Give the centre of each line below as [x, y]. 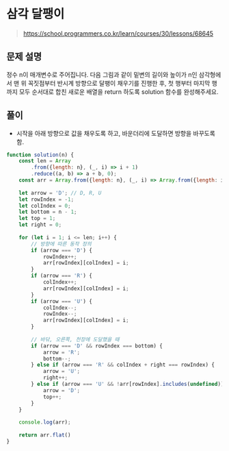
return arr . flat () [45, 435]
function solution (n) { [40, 155]
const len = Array [45, 161]
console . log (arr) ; [45, 422]
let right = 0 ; [40, 225]
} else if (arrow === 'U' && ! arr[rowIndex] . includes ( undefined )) [127, 385]
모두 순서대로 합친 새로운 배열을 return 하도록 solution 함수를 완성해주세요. [119, 92]
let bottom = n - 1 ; [48, 212]
